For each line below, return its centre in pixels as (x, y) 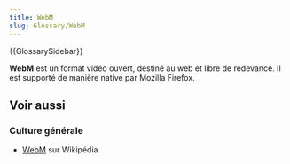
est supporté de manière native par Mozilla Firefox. (102, 77)
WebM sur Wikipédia (60, 150)
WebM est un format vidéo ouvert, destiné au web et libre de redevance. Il (145, 68)
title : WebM (31, 17)
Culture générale (47, 130)
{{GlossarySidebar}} (47, 51)
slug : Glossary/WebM (47, 26)
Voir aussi (37, 105)
